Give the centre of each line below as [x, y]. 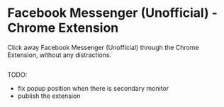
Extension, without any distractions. [60, 55]
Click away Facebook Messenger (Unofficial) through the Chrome [103, 47]
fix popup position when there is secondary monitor [93, 88]
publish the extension [49, 96]
